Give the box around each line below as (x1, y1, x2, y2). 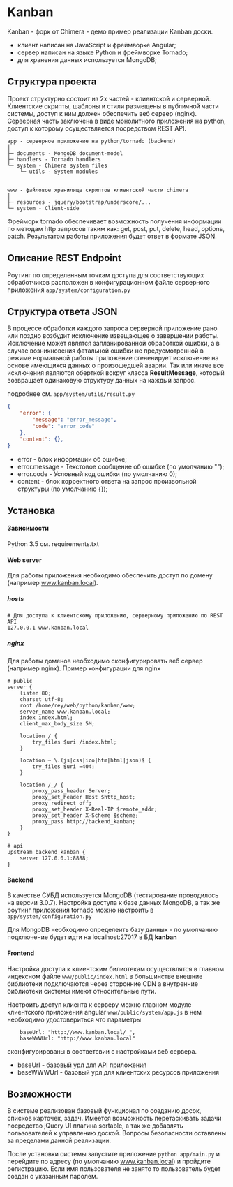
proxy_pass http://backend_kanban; (32, 818, 136, 825)
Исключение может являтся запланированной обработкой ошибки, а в (7, 339, 220, 348)
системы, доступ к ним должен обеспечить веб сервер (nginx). (7, 109, 197, 117)
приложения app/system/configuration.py (7, 286, 130, 294)
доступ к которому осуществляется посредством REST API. (7, 124, 187, 133)
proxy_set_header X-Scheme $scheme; (32, 812, 139, 819)
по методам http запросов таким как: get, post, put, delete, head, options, (7, 224, 225, 233)
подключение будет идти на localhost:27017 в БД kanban (7, 933, 177, 941)
